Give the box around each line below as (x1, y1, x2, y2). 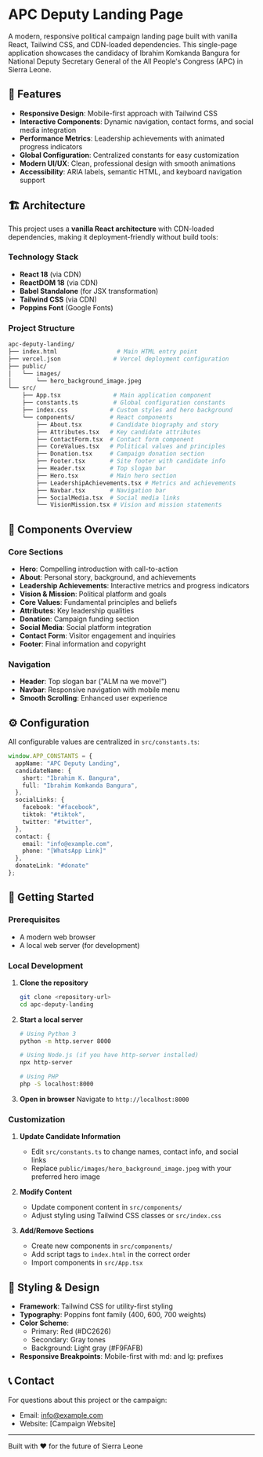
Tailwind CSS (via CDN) (19, 295, 98, 304)
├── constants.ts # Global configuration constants (22, 399, 225, 407)
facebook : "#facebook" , (22, 804, 100, 811)
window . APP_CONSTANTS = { (8, 752, 92, 760)
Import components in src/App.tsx (31, 1258, 143, 1268)
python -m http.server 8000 (19, 1037, 111, 1045)
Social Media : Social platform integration (19, 622, 152, 631)
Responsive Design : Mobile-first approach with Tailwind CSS (19, 108, 218, 118)
